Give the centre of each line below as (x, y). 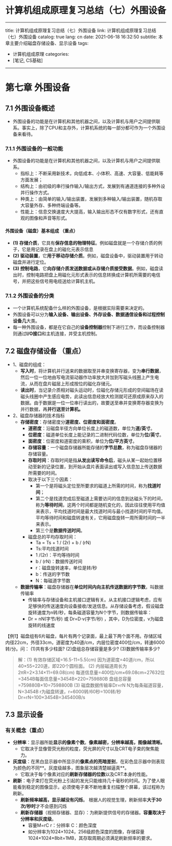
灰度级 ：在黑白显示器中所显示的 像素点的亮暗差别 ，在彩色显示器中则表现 (89, 762)
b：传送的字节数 (53, 574)
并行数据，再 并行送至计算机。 (52, 409)
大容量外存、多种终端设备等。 (52, 205)
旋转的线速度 (41, 625)
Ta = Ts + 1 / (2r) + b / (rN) (63, 542)
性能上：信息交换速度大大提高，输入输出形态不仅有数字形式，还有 (90, 212)
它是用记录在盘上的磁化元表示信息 (57, 249)
